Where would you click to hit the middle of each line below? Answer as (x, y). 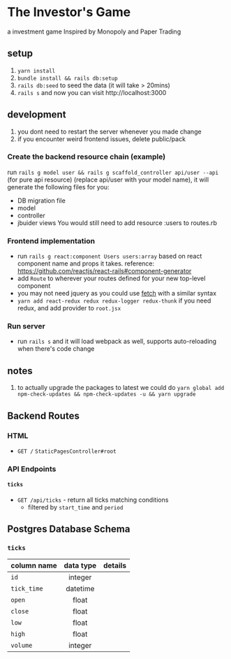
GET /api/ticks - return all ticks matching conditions (93, 500)
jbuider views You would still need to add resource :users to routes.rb (117, 223)
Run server (26, 326)
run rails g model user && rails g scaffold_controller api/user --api (113, 172)
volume (22, 645)
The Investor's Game (69, 12)
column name (34, 565)
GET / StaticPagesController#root (67, 451)
